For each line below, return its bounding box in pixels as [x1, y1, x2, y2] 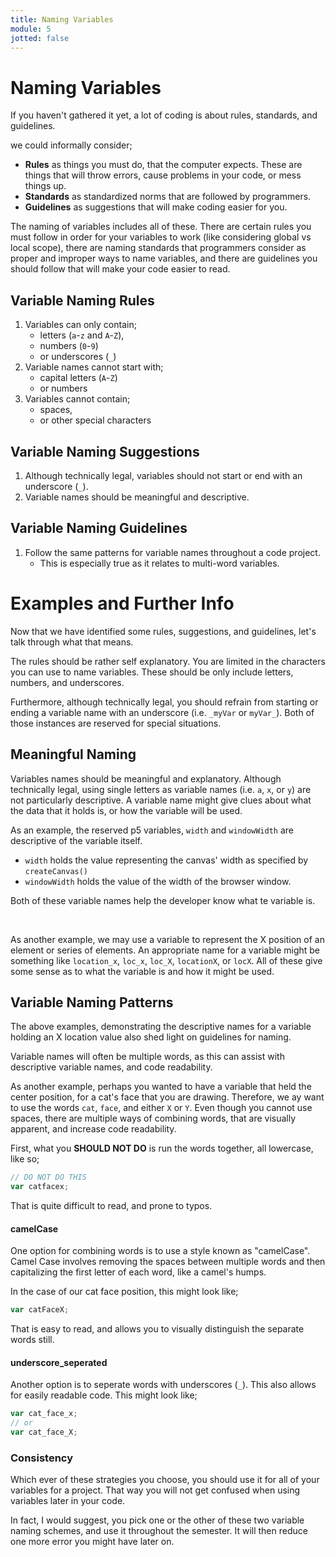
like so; [10, 1153, 40, 1165]
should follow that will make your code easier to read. [10, 263, 231, 275]
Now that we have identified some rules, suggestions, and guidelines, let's [10, 625, 317, 637]
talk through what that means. [10, 636, 134, 648]
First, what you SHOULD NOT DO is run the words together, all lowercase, [10, 1142, 314, 1155]
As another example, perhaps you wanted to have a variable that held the [10, 1081, 312, 1093]
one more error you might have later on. [10, 1536, 175, 1548]
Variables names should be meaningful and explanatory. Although [10, 772, 282, 785]
